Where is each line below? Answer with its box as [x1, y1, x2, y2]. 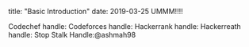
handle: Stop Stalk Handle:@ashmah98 [8, 31, 136, 39]
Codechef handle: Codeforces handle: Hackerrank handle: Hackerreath [8, 22, 242, 31]
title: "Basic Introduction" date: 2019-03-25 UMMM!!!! [8, 7, 184, 16]
